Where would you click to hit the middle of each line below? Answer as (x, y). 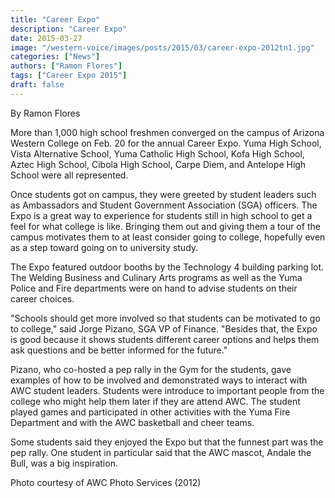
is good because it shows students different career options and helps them (165, 339)
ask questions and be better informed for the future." (119, 350)
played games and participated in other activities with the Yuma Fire (150, 412)
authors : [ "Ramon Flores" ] (66, 66)
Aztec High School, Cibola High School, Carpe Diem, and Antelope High (158, 164)
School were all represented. (69, 175)
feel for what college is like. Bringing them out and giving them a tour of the (165, 226)
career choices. (42, 298)
